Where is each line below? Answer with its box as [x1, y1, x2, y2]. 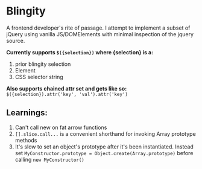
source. [6, 37, 25, 44]
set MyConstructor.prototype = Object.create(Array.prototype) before [14, 149, 194, 156]
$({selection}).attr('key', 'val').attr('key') [6, 91, 128, 97]
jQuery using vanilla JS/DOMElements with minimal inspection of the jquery [6, 30, 194, 37]
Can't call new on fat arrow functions [14, 124, 107, 131]
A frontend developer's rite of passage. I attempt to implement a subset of [6, 24, 191, 31]
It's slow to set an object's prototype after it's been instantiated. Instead [14, 143, 194, 150]
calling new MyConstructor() [14, 156, 84, 163]
